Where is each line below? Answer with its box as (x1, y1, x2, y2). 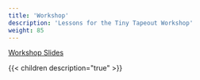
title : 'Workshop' (8, 11, 69, 20)
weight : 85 (8, 26, 44, 34)
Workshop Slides (8, 48, 64, 58)
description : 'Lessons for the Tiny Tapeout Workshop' (8, 19, 194, 27)
